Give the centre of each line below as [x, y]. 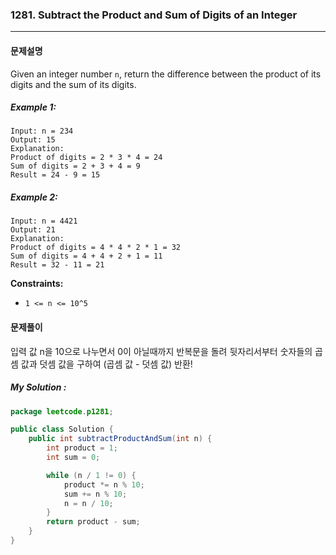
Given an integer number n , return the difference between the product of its [166, 74]
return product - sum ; [93, 522]
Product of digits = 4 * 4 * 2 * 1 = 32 [96, 248]
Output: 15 [33, 140]
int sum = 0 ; [73, 458]
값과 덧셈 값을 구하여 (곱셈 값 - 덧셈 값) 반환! [106, 364]
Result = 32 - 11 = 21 [57, 265]
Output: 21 [33, 230]
